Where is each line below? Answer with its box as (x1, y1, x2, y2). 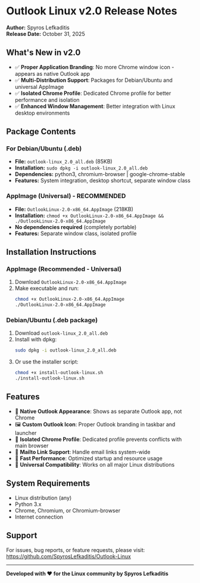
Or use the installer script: (14, 358, 79, 365)
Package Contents (6, 127, 76, 137)
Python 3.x (14, 500, 42, 508)
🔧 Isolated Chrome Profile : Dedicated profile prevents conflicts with (14, 436, 182, 443)
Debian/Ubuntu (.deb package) (6, 316, 98, 325)
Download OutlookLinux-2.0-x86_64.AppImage (14, 279, 127, 286)
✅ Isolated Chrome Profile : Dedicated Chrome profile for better (14, 90, 171, 97)
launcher (14, 429, 37, 436)
